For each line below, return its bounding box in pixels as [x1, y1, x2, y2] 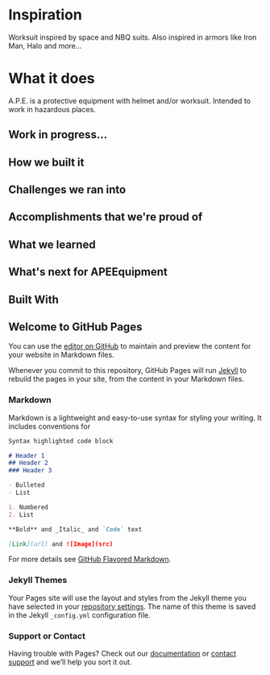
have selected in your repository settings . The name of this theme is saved [8, 602, 256, 611]
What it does [8, 69, 95, 88]
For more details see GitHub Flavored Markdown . [8, 555, 172, 564]
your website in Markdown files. [8, 350, 114, 360]
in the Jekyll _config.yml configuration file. [8, 610, 151, 619]
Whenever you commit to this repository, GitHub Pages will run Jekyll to [8, 366, 247, 375]
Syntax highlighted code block [8, 437, 114, 445]
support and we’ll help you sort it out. [8, 657, 132, 667]
